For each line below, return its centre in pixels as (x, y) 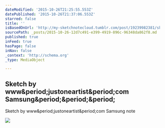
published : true (22, 37)
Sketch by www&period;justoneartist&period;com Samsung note (70, 111)
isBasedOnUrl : (20, 28)
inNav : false (18, 51)
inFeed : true (18, 42)
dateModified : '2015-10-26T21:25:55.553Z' (49, 10)
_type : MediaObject (25, 60)
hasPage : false (21, 46)
